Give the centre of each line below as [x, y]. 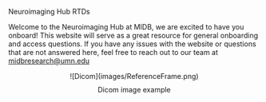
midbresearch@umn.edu [49, 61]
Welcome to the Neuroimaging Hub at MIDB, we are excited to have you [126, 27]
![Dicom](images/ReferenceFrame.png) [134, 76]
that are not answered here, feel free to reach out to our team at [113, 52]
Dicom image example [134, 90]
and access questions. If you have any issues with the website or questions [133, 44]
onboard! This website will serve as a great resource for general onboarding [133, 35]
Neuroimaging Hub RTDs [49, 12]
